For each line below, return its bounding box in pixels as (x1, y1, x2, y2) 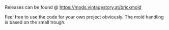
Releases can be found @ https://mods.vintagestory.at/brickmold (5, 4, 142, 10)
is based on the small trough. (5, 19, 66, 25)
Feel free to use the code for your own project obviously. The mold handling (5, 14, 164, 19)
